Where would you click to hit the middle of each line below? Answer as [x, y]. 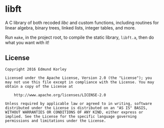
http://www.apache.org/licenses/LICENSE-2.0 [60, 95]
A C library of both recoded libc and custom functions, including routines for [82, 23]
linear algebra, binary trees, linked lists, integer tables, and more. [70, 27]
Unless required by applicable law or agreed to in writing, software [79, 103]
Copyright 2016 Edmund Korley [36, 69]
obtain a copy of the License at [39, 86]
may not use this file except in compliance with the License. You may [80, 82]
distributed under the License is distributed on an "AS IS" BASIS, [76, 108]
